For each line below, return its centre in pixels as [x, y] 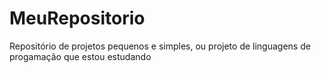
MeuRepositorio [77, 18]
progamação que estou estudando [80, 56]
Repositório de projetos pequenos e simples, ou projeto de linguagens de [160, 46]
